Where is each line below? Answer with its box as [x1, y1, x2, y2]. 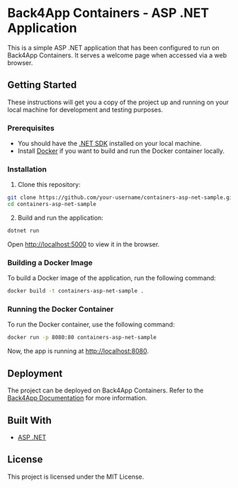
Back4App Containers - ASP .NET [7, 5, 210, 21]
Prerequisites [7, 123, 55, 132]
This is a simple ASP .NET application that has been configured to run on [7, 43, 220, 52]
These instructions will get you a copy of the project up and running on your [7, 98, 229, 106]
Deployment [7, 367, 63, 380]
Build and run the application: [17, 214, 104, 222]
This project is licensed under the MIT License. [7, 472, 144, 481]
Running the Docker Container [7, 305, 114, 314]
